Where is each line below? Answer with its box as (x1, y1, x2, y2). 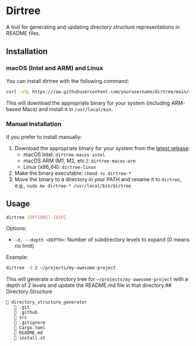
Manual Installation (6, 120, 62, 128)
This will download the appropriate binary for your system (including (6, 99, 170, 106)
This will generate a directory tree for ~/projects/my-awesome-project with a (6, 276, 188, 283)
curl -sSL (6, 89, 30, 95)
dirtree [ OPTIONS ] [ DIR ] (6, 214, 66, 220)
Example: (6, 254, 29, 261)
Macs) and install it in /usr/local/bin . (22, 105, 113, 112)
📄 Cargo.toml (13, 325, 45, 331)
